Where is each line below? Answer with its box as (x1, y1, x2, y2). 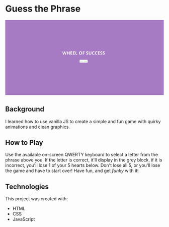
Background (5, 105, 44, 113)
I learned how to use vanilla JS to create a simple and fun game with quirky (5, 118, 161, 124)
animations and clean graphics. (5, 124, 70, 130)
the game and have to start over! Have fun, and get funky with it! (5, 167, 139, 174)
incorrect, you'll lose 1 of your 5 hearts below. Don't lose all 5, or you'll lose (5, 162, 160, 168)
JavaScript (12, 216, 35, 222)
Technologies (5, 182, 49, 191)
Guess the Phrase (5, 3, 81, 15)
